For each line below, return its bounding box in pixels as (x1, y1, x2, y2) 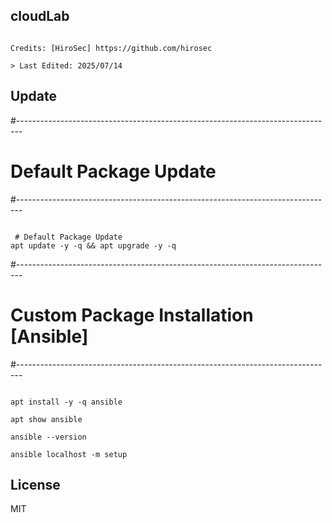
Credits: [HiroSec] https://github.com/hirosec (10, 43, 213, 53)
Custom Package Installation (10, 304, 254, 326)
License (10, 476, 61, 493)
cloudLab (10, 8, 70, 25)
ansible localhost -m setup (10, 449, 128, 459)
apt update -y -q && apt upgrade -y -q (10, 240, 177, 251)
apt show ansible (10, 414, 83, 424)
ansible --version (10, 432, 87, 442)
